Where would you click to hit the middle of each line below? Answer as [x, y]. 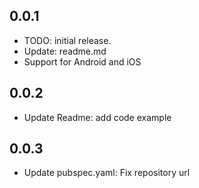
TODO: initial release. [67, 40]
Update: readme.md [65, 51]
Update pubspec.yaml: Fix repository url [107, 173]
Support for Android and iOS [82, 61]
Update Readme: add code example [97, 117]
